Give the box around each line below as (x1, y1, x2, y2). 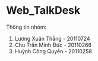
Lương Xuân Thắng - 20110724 (14, 35, 90, 42)
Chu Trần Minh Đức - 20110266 (14, 41, 92, 48)
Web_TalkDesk (6, 4, 81, 17)
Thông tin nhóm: (6, 23, 46, 30)
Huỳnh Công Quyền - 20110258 (14, 47, 92, 54)
